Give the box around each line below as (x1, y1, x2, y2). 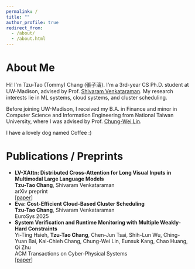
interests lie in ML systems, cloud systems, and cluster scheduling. (6, 94, 167, 101)
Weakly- (160, 219, 182, 226)
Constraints (28, 225, 57, 232)
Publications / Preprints (6, 150, 124, 163)
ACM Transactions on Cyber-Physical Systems (14, 250, 128, 257)
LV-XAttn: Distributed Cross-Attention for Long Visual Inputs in (14, 169, 172, 176)
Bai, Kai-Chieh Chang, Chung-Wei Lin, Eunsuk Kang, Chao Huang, (28, 237, 189, 244)
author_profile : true (6, 19, 59, 25)
